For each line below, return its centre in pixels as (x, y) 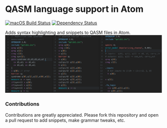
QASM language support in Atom (74, 9)
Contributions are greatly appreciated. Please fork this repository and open (82, 115)
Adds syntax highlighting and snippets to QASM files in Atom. (68, 32)
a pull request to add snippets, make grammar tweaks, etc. (65, 120)
